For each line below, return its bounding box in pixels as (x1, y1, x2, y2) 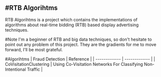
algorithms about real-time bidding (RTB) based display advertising (5, 22, 139, 28)
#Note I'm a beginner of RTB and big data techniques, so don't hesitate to (5, 36, 152, 42)
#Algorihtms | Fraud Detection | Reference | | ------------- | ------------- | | (5, 56, 156, 62)
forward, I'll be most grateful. (5, 46, 63, 52)
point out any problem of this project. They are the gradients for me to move (5, 41, 157, 47)
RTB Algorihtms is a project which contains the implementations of (5, 16, 138, 22)
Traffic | (27, 66, 43, 72)
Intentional (5, 66, 26, 72)
